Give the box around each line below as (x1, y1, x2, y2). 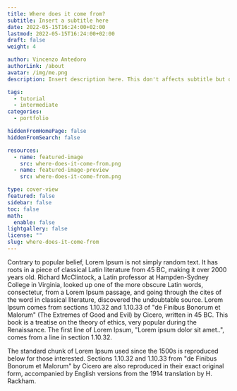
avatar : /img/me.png (7, 69, 68, 76)
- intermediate (13, 102, 59, 109)
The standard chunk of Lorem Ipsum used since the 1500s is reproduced (7, 346, 219, 355)
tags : (7, 88, 23, 95)
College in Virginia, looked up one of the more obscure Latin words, (7, 280, 203, 288)
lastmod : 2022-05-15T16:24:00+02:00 (7, 30, 115, 37)
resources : (7, 146, 39, 154)
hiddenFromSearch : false (7, 134, 80, 141)
